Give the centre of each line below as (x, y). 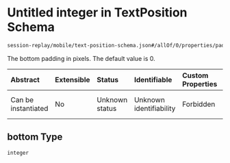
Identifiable (153, 79)
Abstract (25, 79)
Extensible (72, 79)
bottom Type (35, 137)
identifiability (155, 108)
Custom (195, 75)
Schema (31, 27)
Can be (22, 99)
